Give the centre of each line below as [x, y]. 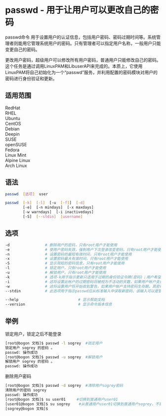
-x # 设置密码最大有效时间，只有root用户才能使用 [67, 259]
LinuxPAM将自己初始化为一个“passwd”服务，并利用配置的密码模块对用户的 [82, 72]
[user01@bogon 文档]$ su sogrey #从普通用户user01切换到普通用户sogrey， [80, 404]
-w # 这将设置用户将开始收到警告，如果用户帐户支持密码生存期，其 [81, 286]
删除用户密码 [18, 376]
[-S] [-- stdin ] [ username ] [53, 217]
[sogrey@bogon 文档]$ [27, 409]
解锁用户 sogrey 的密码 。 [30, 362]
